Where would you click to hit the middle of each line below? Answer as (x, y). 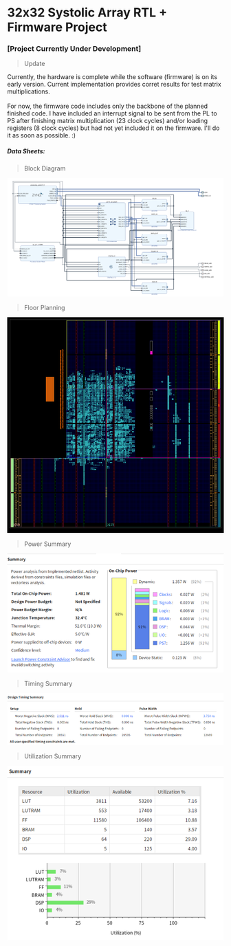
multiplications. (29, 91)
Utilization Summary (53, 756)
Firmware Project (57, 27)
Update (34, 64)
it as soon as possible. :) (42, 135)
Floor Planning (44, 307)
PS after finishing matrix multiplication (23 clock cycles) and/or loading (108, 121)
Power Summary (47, 544)
